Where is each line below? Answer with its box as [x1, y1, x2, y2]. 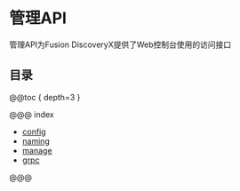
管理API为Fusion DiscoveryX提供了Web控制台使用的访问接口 [9, 39, 232, 50]
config [21, 126, 46, 137]
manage [21, 145, 52, 155]
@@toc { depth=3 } [9, 92, 81, 102]
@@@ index [9, 108, 55, 120]
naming [21, 135, 51, 147]
